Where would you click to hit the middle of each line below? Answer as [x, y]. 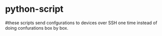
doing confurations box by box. [37, 28]
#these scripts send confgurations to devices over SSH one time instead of [81, 23]
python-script [34, 9]
